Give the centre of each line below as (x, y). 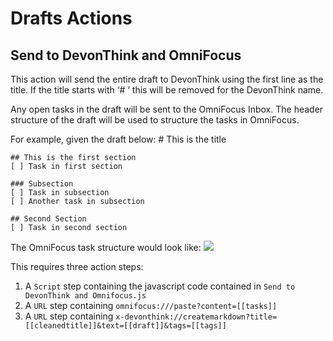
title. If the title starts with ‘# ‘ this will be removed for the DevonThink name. (167, 90)
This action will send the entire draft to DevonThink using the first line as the (167, 79)
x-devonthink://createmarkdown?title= (196, 317)
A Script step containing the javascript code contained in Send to (160, 286)
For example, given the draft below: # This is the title (118, 139)
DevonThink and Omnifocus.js (85, 296)
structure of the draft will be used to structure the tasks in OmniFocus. (155, 120)
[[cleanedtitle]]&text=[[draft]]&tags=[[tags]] (125, 326)
